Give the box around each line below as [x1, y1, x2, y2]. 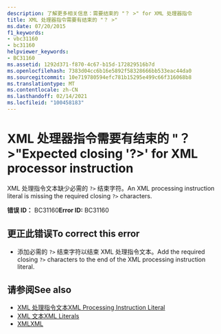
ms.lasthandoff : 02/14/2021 [7, 93, 88, 100]
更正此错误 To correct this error [7, 228, 140, 240]
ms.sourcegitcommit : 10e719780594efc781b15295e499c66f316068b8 [7, 73, 192, 81]
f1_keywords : [7, 29, 45, 36]
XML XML [16, 320, 44, 328]
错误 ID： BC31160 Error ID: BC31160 [7, 206, 110, 214]
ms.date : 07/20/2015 [7, 23, 67, 29]
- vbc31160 [7, 36, 38, 43]
